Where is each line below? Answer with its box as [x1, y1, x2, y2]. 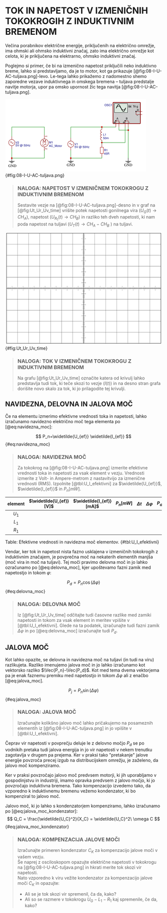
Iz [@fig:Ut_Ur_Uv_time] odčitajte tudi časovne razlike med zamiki [17, 612, 152, 618]
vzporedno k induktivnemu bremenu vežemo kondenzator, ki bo [5, 788, 136, 794]
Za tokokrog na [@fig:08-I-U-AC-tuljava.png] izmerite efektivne [17, 465, 148, 471]
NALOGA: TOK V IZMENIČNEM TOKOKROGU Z [17, 358, 132, 365]
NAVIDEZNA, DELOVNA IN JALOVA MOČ [5, 400, 133, 408]
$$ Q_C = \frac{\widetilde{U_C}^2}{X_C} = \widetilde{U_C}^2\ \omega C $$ [7, 816, 160, 822]
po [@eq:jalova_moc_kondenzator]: [5, 808, 78, 814]
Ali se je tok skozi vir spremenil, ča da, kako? [24, 891, 117, 897]
